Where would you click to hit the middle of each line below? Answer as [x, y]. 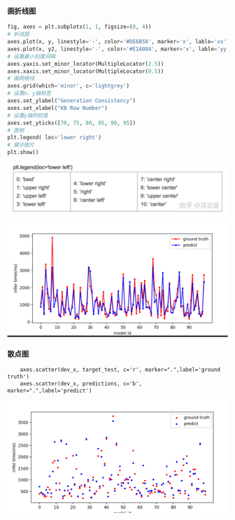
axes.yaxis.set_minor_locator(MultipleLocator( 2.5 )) [86, 64]
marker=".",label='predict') [50, 391]
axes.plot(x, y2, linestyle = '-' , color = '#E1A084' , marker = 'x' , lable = [112, 49]
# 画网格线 [21, 78]
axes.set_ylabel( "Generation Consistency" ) [72, 101]
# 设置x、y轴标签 [29, 93]
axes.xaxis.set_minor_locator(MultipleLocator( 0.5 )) [86, 71]
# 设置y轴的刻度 [28, 115]
